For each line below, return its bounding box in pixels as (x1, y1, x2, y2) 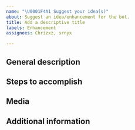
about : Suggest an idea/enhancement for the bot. (6, 14, 130, 20)
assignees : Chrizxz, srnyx (6, 30, 72, 36)
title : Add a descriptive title (6, 19, 85, 25)
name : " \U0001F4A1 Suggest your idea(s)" (6, 8, 109, 15)
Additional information (6, 116, 90, 126)
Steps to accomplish (6, 76, 83, 86)
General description (6, 57, 80, 67)
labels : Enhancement (6, 24, 57, 31)
